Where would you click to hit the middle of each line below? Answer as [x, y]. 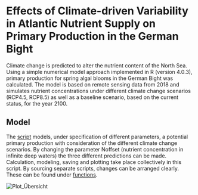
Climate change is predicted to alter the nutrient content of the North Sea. [97, 65]
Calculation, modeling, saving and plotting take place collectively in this [94, 162]
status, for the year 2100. [37, 103]
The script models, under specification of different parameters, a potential [97, 137]
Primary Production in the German [92, 36]
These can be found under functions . [52, 175]
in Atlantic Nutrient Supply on [81, 24]
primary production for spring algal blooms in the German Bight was [90, 78]
